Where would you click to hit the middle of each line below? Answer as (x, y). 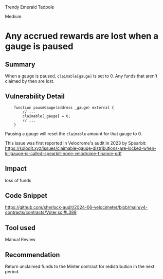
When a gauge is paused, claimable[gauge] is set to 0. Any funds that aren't (81, 76)
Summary (20, 64)
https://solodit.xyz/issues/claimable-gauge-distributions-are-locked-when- (81, 148)
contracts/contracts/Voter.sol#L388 (41, 212)
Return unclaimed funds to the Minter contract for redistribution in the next (80, 266)
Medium (13, 16)
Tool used (20, 228)
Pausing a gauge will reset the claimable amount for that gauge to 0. (73, 134)
